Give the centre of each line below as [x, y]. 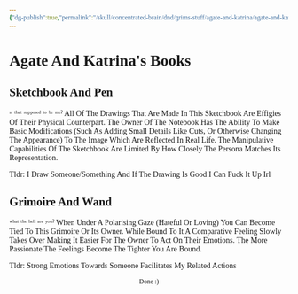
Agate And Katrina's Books [100, 60]
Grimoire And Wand [61, 202]
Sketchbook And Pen [61, 93]
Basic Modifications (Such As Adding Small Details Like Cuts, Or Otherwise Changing [145, 131]
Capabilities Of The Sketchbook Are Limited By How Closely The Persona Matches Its [145, 148]
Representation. [34, 157]
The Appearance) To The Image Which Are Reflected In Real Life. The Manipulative [141, 139]
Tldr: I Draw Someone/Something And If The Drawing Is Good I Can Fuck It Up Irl [140, 174]
